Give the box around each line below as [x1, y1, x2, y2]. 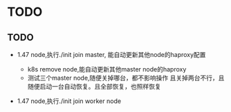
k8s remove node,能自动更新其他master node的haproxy [27, 65, 187, 73]
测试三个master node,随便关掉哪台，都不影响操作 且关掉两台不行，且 [27, 74, 225, 82]
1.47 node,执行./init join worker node [17, 97, 122, 105]
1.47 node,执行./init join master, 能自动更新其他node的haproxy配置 [17, 51, 206, 58]
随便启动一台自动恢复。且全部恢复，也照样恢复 [27, 82, 161, 90]
